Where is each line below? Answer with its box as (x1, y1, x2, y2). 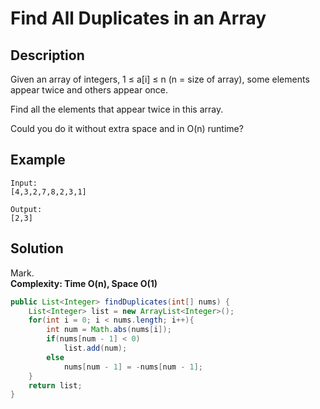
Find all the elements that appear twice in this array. (10, 103, 224, 115)
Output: (10, 204, 43, 214)
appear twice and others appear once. (10, 84, 168, 96)
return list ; (28, 380, 83, 391)
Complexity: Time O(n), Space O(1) (10, 277, 158, 289)
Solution (10, 240, 64, 257)
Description (10, 47, 85, 64)
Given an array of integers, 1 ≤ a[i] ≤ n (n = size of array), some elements (10, 73, 310, 85)
